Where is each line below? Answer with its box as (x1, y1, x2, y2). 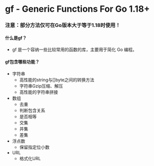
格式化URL (19, 155, 41, 161)
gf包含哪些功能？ (5, 59, 40, 65)
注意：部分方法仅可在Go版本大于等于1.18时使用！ (5, 22, 121, 29)
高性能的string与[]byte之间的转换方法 (19, 77, 95, 83)
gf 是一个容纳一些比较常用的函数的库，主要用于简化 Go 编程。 (12, 47, 137, 52)
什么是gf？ (5, 35, 27, 41)
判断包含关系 (19, 107, 45, 113)
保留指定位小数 (19, 144, 50, 150)
